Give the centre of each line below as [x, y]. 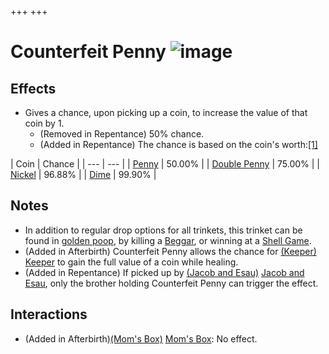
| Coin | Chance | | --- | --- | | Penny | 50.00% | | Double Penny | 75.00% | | [165, 164]
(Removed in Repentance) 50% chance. [122, 134]
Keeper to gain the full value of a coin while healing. [131, 262]
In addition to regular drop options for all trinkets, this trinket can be [163, 230]
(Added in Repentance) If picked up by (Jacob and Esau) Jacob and [164, 272]
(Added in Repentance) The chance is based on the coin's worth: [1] [178, 144]
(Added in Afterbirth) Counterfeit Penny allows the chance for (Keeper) [170, 251]
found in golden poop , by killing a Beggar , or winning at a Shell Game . [168, 240]
